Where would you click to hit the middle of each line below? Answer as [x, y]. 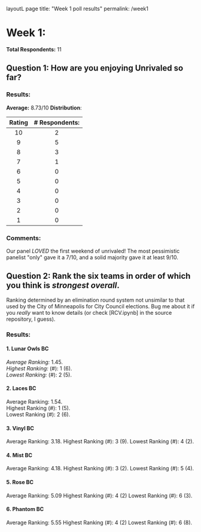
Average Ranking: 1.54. [34, 402]
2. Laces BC [21, 388]
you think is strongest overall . [63, 286]
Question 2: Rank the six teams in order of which [98, 276]
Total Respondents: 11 [34, 49]
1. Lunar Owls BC [28, 349]
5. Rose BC [20, 482]
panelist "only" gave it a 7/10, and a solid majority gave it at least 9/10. [92, 257]
